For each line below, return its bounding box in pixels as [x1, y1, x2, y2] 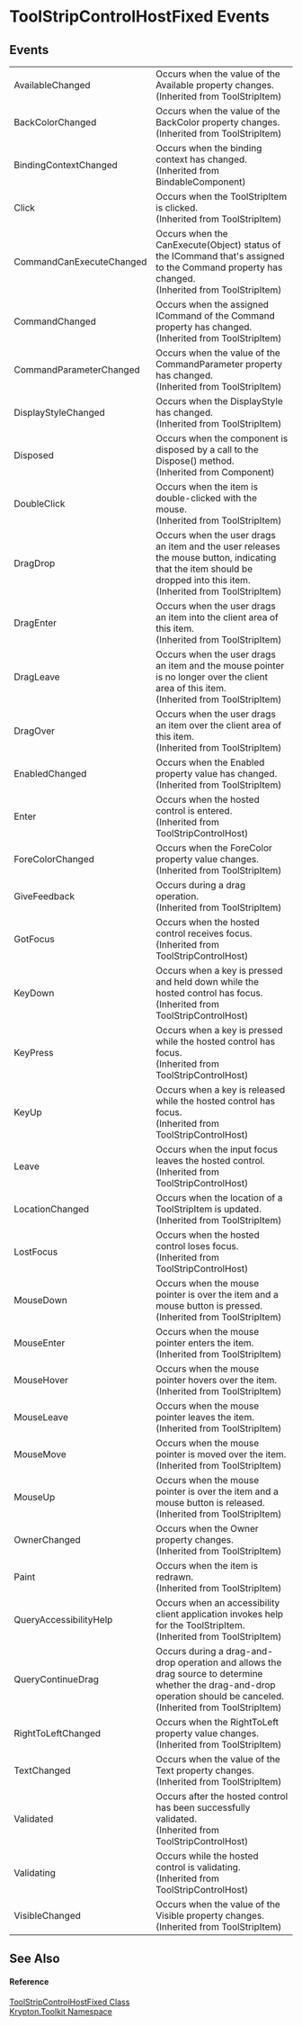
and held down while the [155, 976, 259, 987]
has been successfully [155, 1802, 251, 1814]
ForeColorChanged [13, 853, 94, 865]
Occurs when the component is [155, 432, 289, 445]
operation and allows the [177, 1656, 282, 1669]
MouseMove [13, 1448, 67, 1460]
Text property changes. [155, 1764, 254, 1777]
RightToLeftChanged [13, 1727, 102, 1739]
